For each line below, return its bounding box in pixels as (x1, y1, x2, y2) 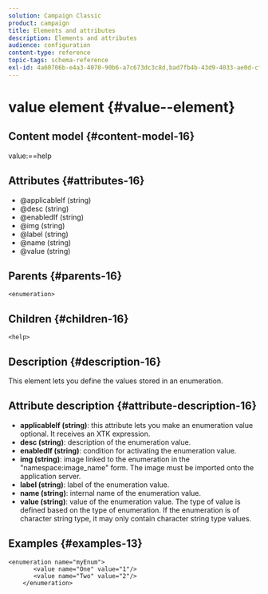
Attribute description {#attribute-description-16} (8, 399, 258, 413)
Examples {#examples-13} (8, 537, 143, 551)
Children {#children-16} (8, 312, 129, 326)
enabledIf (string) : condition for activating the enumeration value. (19, 445, 237, 455)
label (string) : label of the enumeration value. (19, 480, 170, 489)
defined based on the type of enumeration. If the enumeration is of (19, 505, 239, 515)
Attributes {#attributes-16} (8, 174, 145, 188)
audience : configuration (8, 42, 91, 49)
